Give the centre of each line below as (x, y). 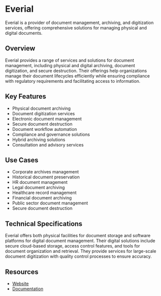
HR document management (40, 182)
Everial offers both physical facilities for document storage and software (78, 236)
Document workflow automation (45, 129)
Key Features (26, 97)
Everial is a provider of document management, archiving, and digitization (80, 23)
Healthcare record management (44, 193)
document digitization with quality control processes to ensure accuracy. (79, 256)
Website (21, 284)
